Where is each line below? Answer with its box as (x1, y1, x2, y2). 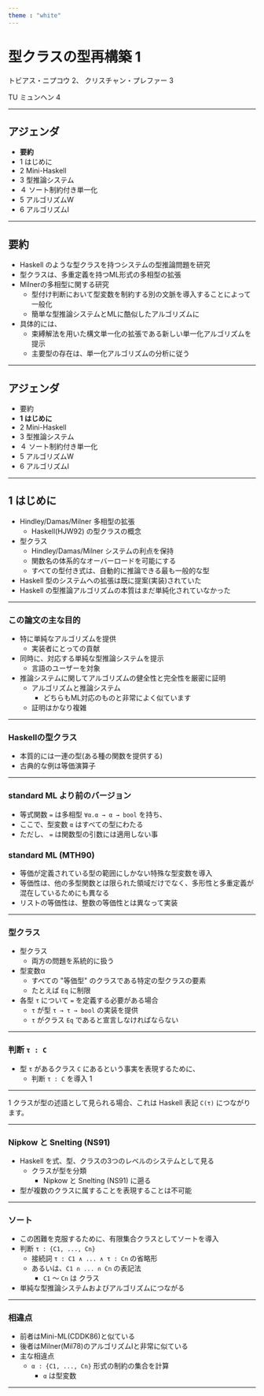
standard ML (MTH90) (8, 849, 95, 860)
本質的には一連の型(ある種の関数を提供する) (19, 751, 163, 761)
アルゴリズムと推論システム (31, 683, 121, 693)
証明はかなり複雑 (31, 703, 87, 713)
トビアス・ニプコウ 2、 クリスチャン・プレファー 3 (8, 76, 174, 85)
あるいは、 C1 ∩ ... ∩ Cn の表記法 (31, 1264, 141, 1273)
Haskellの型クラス (8, 732, 78, 743)
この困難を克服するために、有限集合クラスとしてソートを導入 (19, 1234, 219, 1244)
